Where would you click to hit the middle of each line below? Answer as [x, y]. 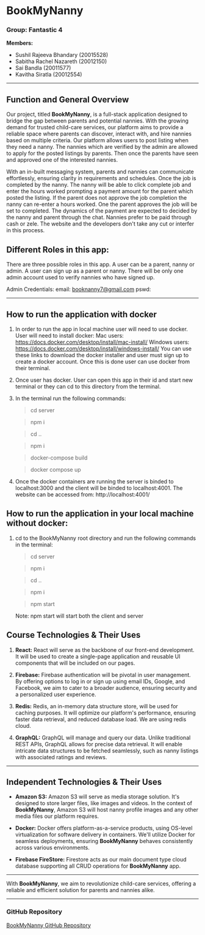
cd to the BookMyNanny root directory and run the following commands [106, 538]
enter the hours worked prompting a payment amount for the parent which [100, 191]
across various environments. [52, 848]
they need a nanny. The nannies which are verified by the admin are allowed [102, 147]
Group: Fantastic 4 [34, 30]
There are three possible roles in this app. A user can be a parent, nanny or [101, 265]
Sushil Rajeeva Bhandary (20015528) [62, 55]
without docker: [37, 524]
